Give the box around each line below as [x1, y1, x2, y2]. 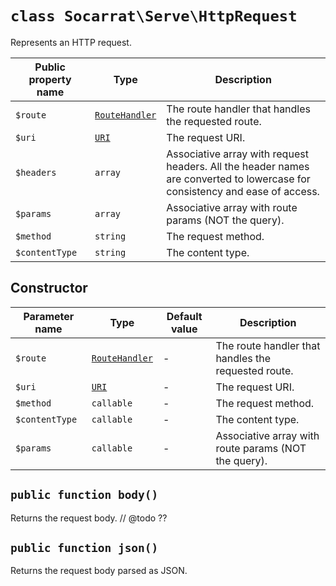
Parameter [23, 309, 75, 323]
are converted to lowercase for [166, 172, 311, 186]
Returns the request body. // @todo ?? [10, 512, 168, 524]
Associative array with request [166, 147, 309, 161]
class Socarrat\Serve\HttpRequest [10, 7, 298, 26]
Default [166, 309, 203, 323]
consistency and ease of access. [166, 184, 320, 198]
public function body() [10, 488, 159, 502]
